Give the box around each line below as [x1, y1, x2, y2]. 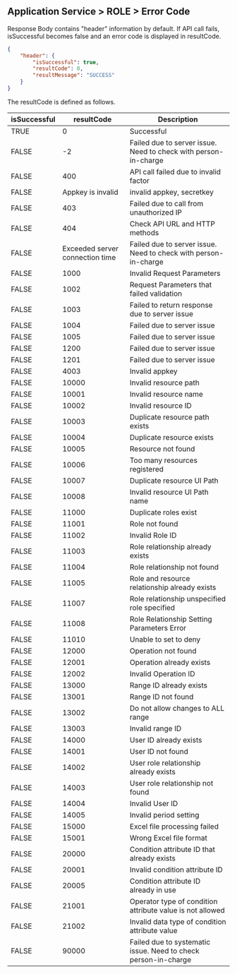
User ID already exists [129, 735, 202, 745]
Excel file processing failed [129, 822, 219, 831]
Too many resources [129, 455, 197, 465]
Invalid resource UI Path [129, 487, 209, 497]
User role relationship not [129, 778, 214, 788]
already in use [129, 885, 176, 895]
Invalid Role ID [129, 530, 177, 540]
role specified [129, 603, 175, 613]
